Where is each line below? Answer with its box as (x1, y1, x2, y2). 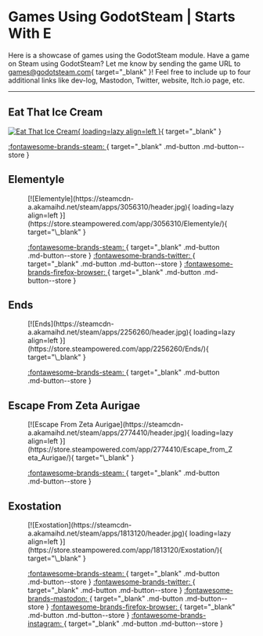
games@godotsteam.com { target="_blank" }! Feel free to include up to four (8, 67, 251, 76)
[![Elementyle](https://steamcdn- (27, 193, 135, 203)
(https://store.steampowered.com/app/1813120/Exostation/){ (27, 546, 223, 554)
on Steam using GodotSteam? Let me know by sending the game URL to (8, 59, 241, 68)
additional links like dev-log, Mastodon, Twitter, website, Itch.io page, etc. (8, 75, 245, 85)
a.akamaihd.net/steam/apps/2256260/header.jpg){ (27, 327, 192, 337)
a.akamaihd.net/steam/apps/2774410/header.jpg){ (27, 428, 190, 437)
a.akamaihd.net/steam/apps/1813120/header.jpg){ (27, 528, 188, 538)
